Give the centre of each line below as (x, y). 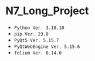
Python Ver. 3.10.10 (39, 28)
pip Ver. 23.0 (31, 34)
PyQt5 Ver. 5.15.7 (36, 40)
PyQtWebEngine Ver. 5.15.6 (47, 46)
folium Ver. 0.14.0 (38, 53)
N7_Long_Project (47, 11)
